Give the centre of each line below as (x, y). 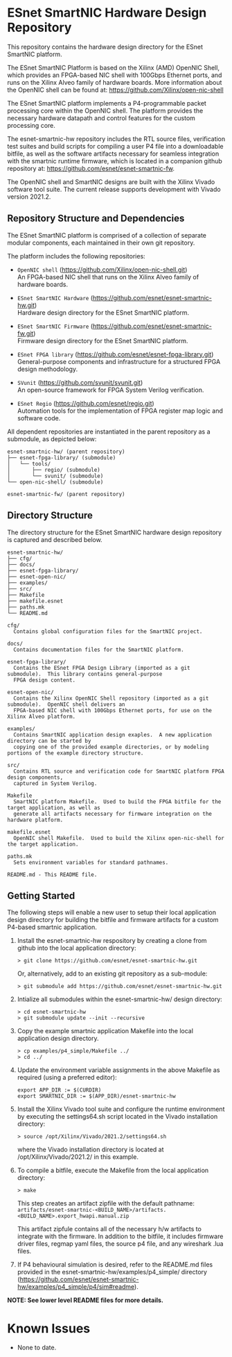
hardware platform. (35, 820)
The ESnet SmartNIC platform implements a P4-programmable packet (107, 103)
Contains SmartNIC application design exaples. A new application (113, 734)
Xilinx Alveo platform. (42, 716)
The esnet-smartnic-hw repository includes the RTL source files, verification (116, 139)
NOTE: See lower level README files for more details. (86, 1300)
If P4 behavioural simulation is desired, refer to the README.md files (115, 1265)
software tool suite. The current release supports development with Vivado (114, 189)
